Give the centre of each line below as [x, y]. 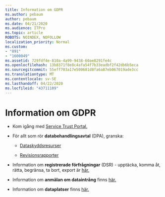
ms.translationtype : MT [30, 74]
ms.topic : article [24, 33]
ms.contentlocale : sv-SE [31, 79]
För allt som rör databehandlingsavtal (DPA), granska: [68, 136]
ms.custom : [16, 47]
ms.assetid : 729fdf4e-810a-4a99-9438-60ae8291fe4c [58, 61]
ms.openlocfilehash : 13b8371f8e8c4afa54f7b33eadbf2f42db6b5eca [72, 65]
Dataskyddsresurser [40, 146]
